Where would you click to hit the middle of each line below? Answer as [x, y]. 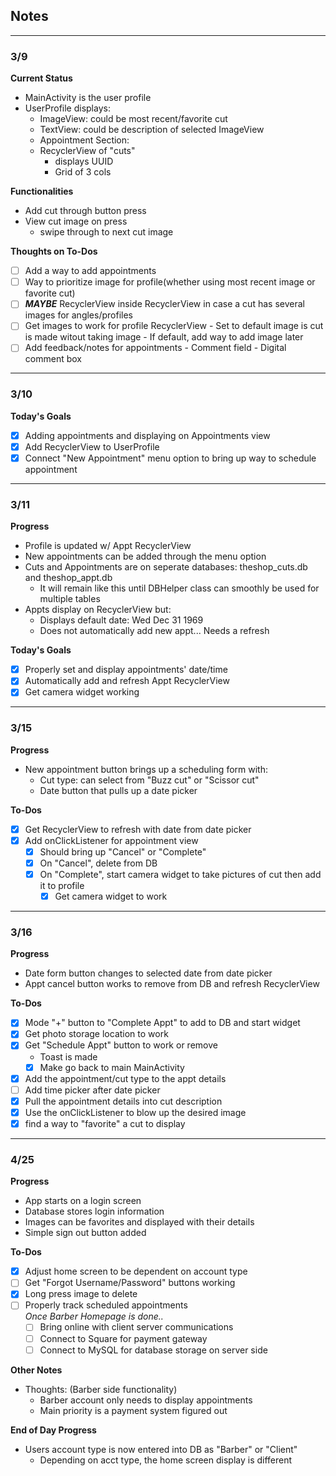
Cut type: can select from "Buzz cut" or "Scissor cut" [149, 780]
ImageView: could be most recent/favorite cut [133, 119]
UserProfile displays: [67, 108]
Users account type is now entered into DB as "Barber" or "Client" [161, 1449]
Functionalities [42, 191]
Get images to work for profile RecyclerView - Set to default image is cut [174, 326]
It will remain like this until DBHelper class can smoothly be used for [179, 588]
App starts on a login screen [83, 1201]
